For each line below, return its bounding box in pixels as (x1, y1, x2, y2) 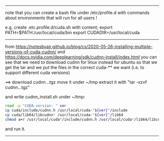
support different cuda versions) (5, 70, 70, 75)
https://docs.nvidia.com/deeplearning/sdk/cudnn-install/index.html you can (5, 54, 157, 60)
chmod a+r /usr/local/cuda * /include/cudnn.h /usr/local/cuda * (5, 117, 134, 122)
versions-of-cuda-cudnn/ (5, 49, 57, 54)
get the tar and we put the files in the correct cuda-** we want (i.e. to (5, 65, 144, 70)
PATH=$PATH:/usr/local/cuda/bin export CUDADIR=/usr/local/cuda (5, 30, 140, 35)
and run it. (5, 126, 26, 132)
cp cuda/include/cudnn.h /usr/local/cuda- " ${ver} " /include (5, 108, 128, 113)
